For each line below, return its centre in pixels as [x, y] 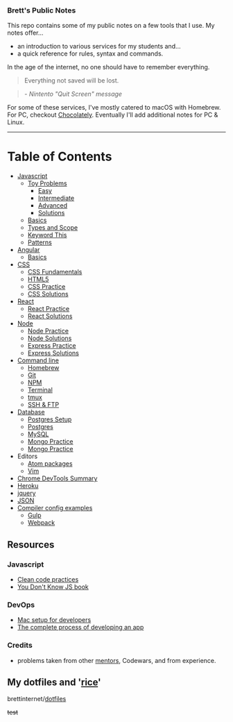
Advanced [53, 205]
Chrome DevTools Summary [57, 478]
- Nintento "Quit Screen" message [73, 94]
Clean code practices [48, 579]
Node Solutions [50, 338]
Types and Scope [53, 228]
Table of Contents [60, 157]
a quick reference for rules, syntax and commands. [90, 53]
